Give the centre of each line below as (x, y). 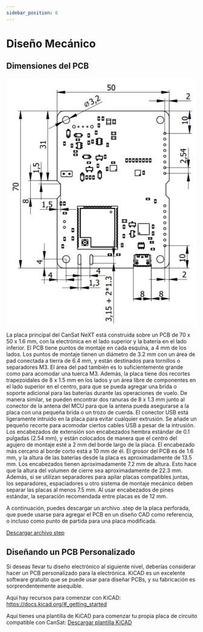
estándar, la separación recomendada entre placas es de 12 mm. (87, 496)
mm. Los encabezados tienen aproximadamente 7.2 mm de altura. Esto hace (101, 464)
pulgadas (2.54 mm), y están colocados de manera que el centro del (92, 438)
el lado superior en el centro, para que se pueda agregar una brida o (92, 386)
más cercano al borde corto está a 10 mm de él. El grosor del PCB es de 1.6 (100, 451)
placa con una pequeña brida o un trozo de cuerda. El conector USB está (98, 413)
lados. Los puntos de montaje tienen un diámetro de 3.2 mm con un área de (101, 354)
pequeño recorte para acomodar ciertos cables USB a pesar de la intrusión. (101, 425)
